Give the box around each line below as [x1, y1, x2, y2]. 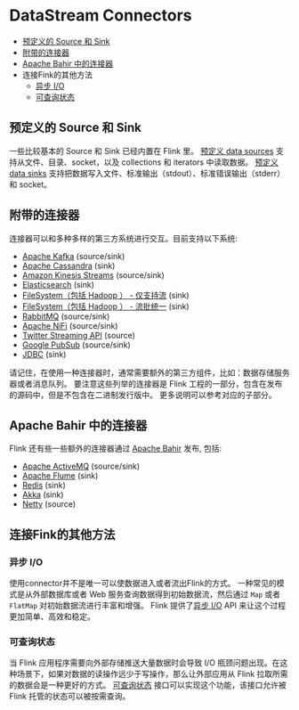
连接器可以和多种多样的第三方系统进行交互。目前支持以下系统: [9, 233, 238, 243]
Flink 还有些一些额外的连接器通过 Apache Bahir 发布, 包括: [9, 443, 222, 454]
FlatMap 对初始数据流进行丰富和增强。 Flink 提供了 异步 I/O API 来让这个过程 [9, 600, 287, 611]
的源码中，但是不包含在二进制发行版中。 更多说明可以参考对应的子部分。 [9, 389, 277, 400]
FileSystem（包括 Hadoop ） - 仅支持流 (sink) [21, 290, 190, 300]
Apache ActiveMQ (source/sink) [21, 461, 141, 472]
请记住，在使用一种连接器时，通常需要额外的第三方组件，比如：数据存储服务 [9, 367, 290, 378]
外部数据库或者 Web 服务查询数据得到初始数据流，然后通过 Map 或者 [32, 589, 281, 600]
